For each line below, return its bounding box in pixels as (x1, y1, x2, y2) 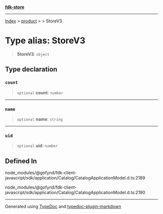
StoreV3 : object (16, 51, 49, 57)
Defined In (5, 157, 37, 165)
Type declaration (5, 65, 57, 73)
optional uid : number (16, 143, 58, 149)
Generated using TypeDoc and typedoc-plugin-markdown (5, 204, 121, 210)
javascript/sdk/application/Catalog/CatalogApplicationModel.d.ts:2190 (5, 190, 146, 196)
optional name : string (16, 116, 63, 122)
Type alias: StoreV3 (5, 35, 86, 46)
